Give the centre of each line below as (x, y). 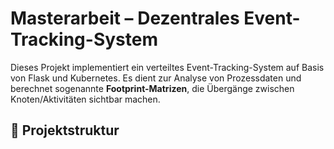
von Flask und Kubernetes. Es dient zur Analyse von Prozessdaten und (156, 78)
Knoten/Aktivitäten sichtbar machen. (85, 99)
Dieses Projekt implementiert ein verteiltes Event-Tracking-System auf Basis (167, 67)
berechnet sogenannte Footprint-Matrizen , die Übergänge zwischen (152, 88)
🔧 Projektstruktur (65, 130)
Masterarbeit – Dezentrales (125, 18)
